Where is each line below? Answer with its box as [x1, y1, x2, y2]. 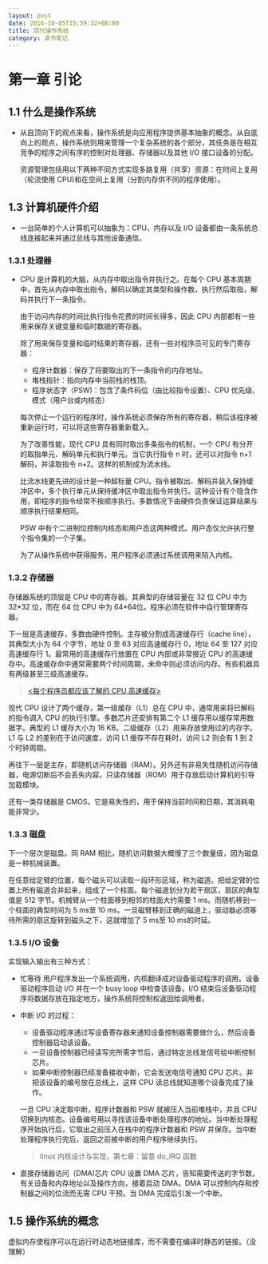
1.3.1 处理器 [8, 255, 52, 266]
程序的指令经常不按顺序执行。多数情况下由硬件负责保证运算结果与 [41, 496, 258, 506]
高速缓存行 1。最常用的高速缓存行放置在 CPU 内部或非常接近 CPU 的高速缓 [8, 649, 254, 658]
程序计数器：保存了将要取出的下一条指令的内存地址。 [31, 365, 207, 376]
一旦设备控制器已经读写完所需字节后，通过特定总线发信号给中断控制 [31, 1047, 256, 1057]
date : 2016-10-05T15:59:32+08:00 [8, 19, 120, 27]
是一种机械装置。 [8, 858, 65, 868]
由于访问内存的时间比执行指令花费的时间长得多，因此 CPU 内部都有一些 [19, 312, 256, 321]
